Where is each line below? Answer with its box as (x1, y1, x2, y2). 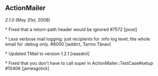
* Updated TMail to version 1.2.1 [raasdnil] (5, 51, 90, 56)
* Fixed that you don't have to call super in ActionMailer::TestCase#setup (5, 60, 154, 66)
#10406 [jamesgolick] (5, 65, 50, 71)
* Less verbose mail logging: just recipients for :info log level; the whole (5, 36, 150, 42)
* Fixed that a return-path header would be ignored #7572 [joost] (5, 26, 137, 32)
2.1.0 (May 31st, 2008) (5, 17, 50, 23)
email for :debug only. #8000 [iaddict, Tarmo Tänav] (5, 41, 111, 47)
